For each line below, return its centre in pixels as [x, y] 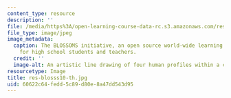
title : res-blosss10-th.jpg [47, 78]
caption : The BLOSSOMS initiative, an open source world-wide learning [118, 46]
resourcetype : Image [37, 71]
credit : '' [29, 59]
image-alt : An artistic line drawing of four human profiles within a [117, 65]
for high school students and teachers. [78, 52]
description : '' [30, 20]
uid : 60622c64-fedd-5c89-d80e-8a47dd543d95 [70, 84]
